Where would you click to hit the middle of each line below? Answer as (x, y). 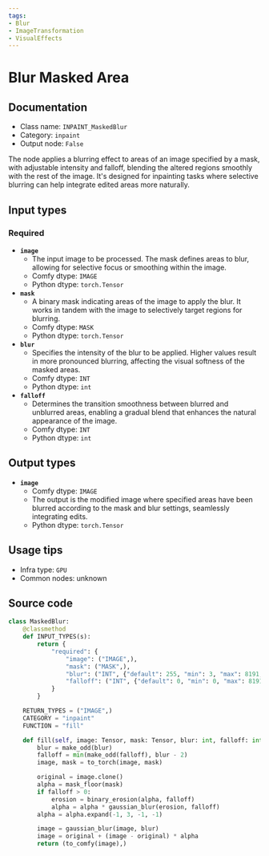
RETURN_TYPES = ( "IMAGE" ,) (68, 711)
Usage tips (36, 550)
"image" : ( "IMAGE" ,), (101, 659)
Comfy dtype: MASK (63, 327)
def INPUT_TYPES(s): (57, 637)
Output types (42, 463)
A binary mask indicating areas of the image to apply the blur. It (137, 301)
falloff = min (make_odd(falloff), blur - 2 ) (112, 755)
